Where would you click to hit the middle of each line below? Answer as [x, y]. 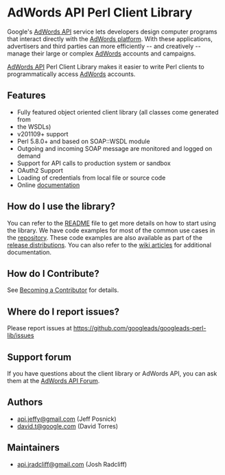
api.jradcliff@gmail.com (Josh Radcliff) [72, 464]
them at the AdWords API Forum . [54, 381]
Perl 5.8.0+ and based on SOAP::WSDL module [83, 141]
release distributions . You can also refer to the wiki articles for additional [109, 245]
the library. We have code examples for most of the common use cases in [111, 230]
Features [26, 96]
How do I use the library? [61, 207]
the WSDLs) [34, 126]
